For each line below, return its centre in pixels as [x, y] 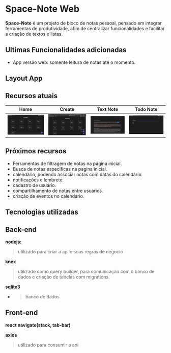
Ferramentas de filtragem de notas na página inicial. [67, 163]
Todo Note [146, 109]
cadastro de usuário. [34, 185]
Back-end [21, 230]
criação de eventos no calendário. [48, 196]
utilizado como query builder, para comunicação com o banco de [86, 272]
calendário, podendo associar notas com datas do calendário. [78, 174]
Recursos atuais [32, 96]
